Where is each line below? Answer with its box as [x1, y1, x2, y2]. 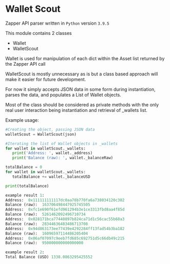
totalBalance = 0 [5, 165, 42, 170]
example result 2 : [5, 250, 45, 255]
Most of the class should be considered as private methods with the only [5, 101, 159, 108]
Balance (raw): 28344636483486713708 [5, 221, 88, 227]
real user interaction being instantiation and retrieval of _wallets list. [5, 107, 147, 113]
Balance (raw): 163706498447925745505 [5, 202, 91, 208]
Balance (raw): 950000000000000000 [5, 240, 83, 246]
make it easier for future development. [5, 76, 86, 82]
